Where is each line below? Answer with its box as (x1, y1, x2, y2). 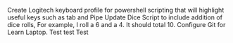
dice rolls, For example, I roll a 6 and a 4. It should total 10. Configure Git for (7, 21, 226, 28)
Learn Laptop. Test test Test (7, 28, 89, 36)
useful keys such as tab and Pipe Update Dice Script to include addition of (7, 13, 223, 21)
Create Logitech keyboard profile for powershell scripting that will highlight (7, 6, 225, 14)
